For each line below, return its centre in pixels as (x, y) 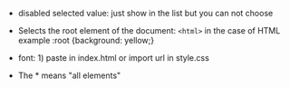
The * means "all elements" (69, 75)
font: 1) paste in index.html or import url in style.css (114, 58)
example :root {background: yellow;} (86, 40)
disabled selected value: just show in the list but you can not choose (145, 13)
